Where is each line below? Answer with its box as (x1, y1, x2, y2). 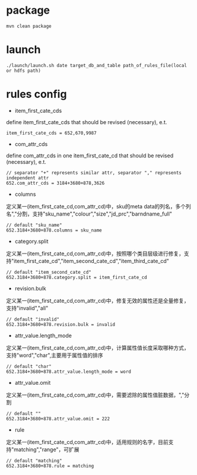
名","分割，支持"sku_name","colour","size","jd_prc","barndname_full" (6, 210, 173, 217)
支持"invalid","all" (6, 304, 49, 312)
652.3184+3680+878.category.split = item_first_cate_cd (6, 274, 147, 280)
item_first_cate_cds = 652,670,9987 (6, 130, 97, 136)
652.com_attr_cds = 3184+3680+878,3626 (6, 180, 105, 186)
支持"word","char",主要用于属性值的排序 (6, 351, 104, 359)
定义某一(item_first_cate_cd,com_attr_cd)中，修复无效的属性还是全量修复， (6, 297, 189, 304)
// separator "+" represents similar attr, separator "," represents (6, 170, 182, 176)
